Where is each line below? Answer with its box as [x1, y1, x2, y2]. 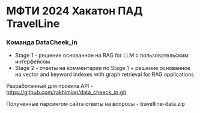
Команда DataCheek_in [6, 38, 78, 47]
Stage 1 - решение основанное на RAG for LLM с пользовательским [14, 52, 189, 59]
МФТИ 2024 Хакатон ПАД [6, 4, 143, 18]
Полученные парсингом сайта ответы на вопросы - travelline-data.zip [6, 100, 185, 108]
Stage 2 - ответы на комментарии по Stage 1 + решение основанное [14, 65, 191, 72]
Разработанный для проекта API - [6, 83, 93, 90]
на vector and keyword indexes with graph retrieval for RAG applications [14, 71, 194, 78]
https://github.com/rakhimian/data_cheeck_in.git [6, 88, 126, 96]
